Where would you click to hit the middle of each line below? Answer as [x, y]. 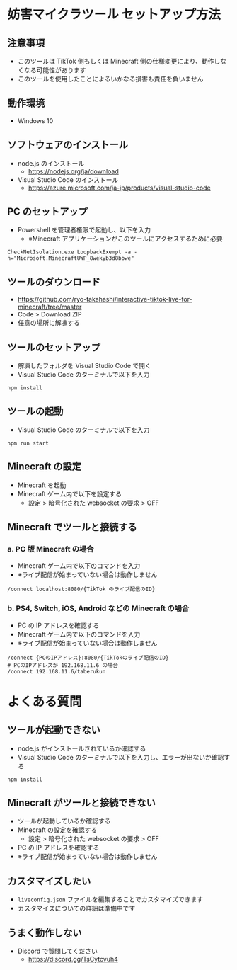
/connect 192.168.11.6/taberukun [57, 671]
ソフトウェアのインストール [68, 145]
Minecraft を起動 [42, 485]
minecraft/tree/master [50, 307]
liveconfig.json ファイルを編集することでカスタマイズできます [110, 899]
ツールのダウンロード [54, 281]
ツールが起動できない [54, 730]
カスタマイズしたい [49, 881]
